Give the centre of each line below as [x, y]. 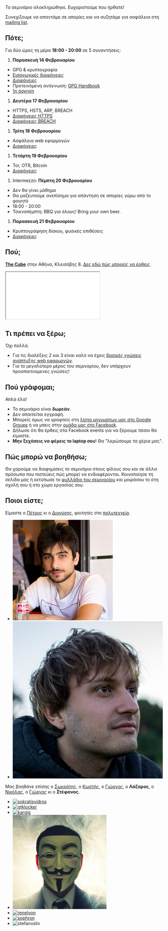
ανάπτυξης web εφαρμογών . [43, 361]
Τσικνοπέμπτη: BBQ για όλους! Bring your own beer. [66, 211]
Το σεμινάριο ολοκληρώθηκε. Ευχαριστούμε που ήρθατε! [65, 7]
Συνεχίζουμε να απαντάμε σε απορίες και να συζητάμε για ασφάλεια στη [82, 17]
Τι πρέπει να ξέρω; [35, 334]
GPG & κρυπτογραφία [35, 69]
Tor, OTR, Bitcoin [30, 165]
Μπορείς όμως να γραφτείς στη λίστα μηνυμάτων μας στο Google [81, 420]
